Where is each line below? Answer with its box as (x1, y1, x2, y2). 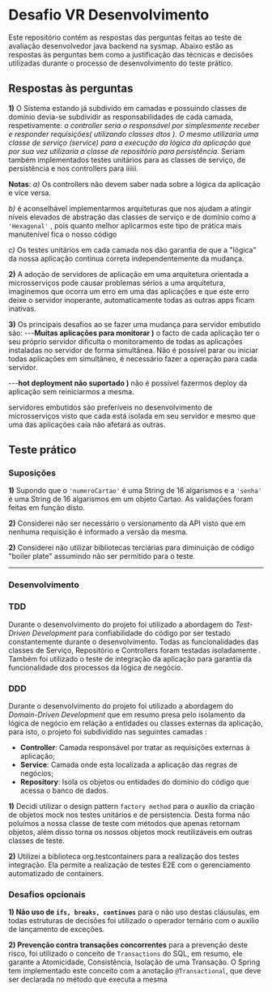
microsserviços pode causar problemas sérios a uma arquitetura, (8, 278, 226, 287)
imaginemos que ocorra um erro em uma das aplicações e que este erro (8, 286, 249, 296)
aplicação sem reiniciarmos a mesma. (8, 386, 135, 396)
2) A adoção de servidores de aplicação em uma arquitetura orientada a (8, 269, 249, 279)
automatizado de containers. (8, 868, 104, 878)
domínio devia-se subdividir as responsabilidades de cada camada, (8, 112, 233, 121)
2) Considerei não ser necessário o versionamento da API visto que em (8, 518, 246, 528)
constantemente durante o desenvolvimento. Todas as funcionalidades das (8, 636, 259, 646)
